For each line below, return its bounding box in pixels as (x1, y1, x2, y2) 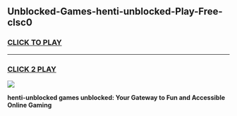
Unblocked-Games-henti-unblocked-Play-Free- (7, 6, 224, 18)
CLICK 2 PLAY (7, 64, 56, 74)
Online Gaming (7, 101, 52, 109)
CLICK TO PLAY (7, 38, 62, 48)
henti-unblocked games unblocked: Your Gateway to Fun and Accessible (7, 93, 226, 101)
